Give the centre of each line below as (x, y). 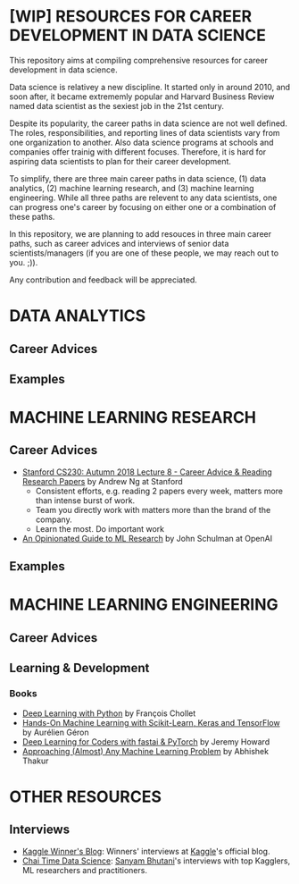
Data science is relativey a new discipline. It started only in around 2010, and (150, 87)
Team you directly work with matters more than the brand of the (153, 509)
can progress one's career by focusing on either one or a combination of (143, 206)
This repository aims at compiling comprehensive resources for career (138, 60)
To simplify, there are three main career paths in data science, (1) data (138, 178)
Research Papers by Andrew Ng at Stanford (102, 481)
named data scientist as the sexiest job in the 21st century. (117, 105)
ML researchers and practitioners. (84, 870)
